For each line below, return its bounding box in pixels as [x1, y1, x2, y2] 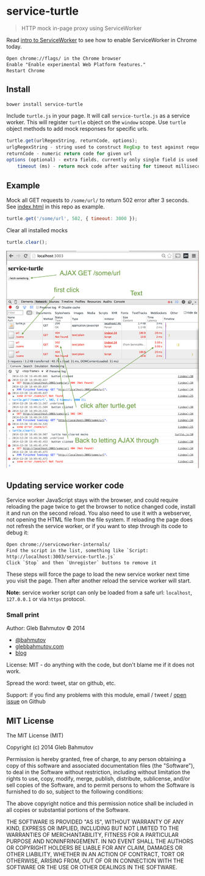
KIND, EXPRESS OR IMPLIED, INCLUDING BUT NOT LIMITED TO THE [6, 825, 179, 832]
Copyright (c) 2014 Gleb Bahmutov [6, 744, 93, 751]
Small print [6, 611, 40, 619]
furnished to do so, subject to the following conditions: [6, 788, 143, 795]
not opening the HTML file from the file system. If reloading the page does [6, 516, 193, 523]
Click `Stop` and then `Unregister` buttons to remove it [6, 560, 157, 566]
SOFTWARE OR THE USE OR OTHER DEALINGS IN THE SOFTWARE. [6, 864, 178, 871]
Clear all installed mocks [6, 226, 68, 234]
